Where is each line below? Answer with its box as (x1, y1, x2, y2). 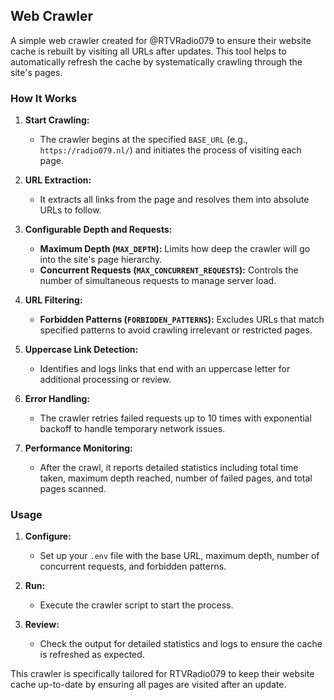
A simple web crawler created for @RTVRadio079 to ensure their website (10, 34, 312, 46)
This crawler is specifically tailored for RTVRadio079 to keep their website (10, 668, 315, 680)
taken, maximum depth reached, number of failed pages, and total (39, 472, 313, 484)
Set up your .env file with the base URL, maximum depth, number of (39, 550, 320, 562)
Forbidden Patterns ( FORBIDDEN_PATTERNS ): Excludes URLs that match (39, 314, 325, 326)
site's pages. (10, 66, 63, 78)
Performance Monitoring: (24, 442, 133, 454)
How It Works (10, 91, 78, 105)
